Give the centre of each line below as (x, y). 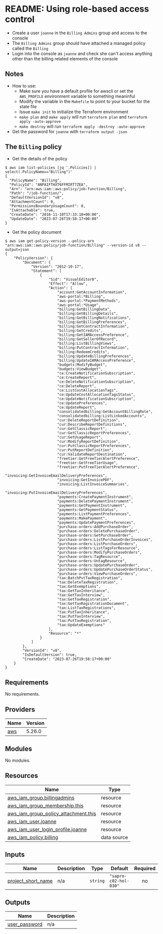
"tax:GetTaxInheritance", (83, 591)
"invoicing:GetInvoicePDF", (85, 480)
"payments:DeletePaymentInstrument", (95, 501)
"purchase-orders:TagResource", (90, 557)
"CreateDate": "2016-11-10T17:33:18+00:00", (55, 214)
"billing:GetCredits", (80, 331)
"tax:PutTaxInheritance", (83, 612)
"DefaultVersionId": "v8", (37, 197)
